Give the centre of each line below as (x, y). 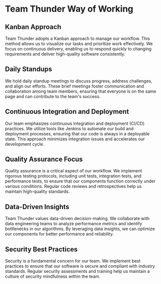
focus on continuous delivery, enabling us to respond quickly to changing (78, 49)
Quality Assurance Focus (44, 159)
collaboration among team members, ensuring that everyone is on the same (81, 91)
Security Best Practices (41, 249)
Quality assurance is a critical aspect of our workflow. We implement (73, 171)
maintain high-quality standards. (37, 192)
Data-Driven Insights (37, 207)
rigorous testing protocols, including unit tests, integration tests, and (73, 176)
